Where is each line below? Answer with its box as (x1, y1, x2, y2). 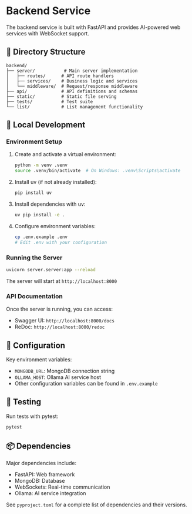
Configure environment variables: (14, 222, 96, 229)
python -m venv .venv (14, 162, 68, 169)
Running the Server (6, 253, 63, 262)
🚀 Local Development (6, 120, 86, 130)
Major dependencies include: (6, 460, 77, 467)
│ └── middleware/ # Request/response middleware (6, 83, 138, 89)
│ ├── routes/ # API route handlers (6, 73, 114, 79)
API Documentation (6, 292, 63, 300)
